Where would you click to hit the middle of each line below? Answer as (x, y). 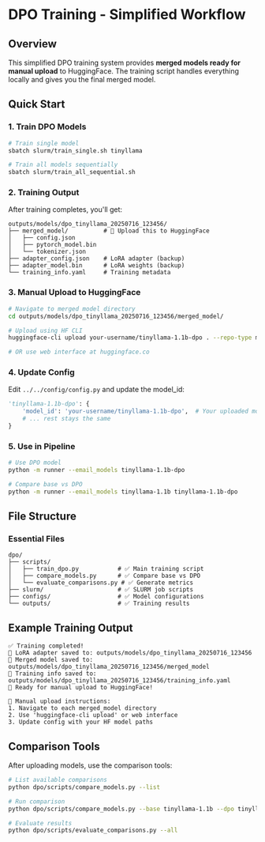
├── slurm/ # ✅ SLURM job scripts (101, 590)
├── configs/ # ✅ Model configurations (106, 597)
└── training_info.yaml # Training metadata (90, 273)
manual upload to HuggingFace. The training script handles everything (123, 71)
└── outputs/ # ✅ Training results (99, 604)
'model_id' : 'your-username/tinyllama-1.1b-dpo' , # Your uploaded (135, 412)
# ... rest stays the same (67, 419)
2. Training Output (44, 193)
